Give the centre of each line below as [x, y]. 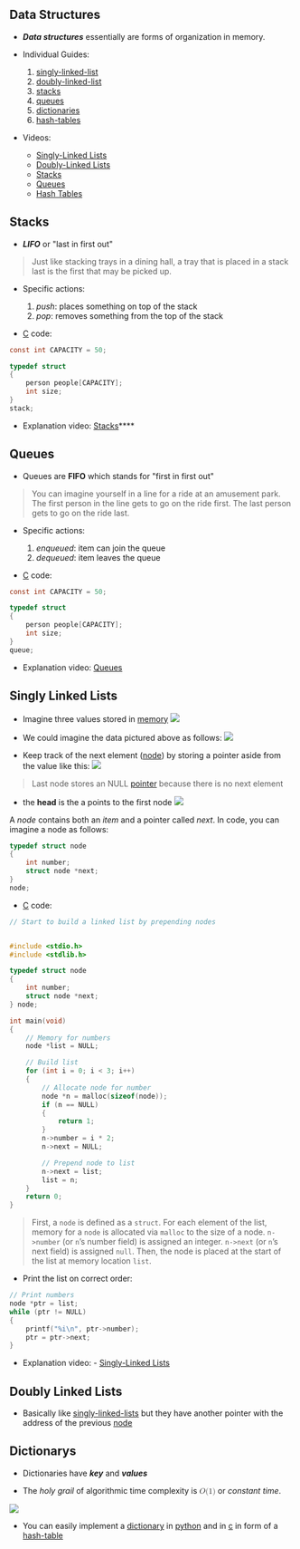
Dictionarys [43, 1452]
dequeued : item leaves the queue [98, 557]
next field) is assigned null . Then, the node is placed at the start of [156, 1251]
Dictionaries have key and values [85, 1473]
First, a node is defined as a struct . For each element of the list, [149, 1223]
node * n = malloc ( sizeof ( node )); [105, 1096]
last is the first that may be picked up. [101, 271]
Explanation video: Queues [72, 667]
